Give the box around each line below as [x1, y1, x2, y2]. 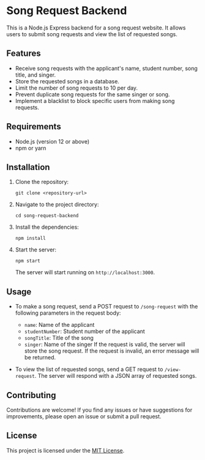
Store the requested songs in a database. [15, 77, 119, 85]
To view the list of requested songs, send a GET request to [15, 366, 163, 373]
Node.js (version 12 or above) [15, 137, 90, 145]
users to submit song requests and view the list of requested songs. [6, 30, 177, 37]
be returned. [24, 354, 56, 361]
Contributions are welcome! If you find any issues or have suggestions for [6, 406, 193, 413]
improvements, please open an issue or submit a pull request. [6, 413, 162, 420]
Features [6, 48, 41, 59]
